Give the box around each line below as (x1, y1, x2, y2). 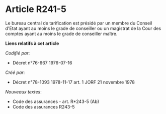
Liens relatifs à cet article (5, 40, 59, 46)
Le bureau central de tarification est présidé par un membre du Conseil (5, 20, 152, 26)
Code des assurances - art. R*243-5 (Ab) (12, 98, 100, 104)
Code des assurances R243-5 (12, 103, 75, 109)
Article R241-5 (5, 3, 67, 15)
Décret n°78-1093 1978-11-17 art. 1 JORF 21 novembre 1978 (12, 79, 135, 85)
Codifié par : (5, 50, 30, 56)
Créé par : (5, 69, 25, 75)
